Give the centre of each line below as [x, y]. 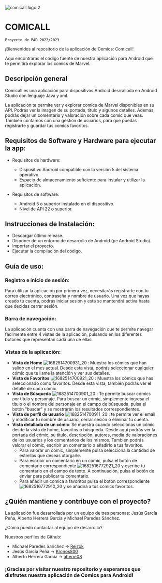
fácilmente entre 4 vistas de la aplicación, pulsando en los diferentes [74, 334]
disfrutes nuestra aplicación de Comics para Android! [69, 575]
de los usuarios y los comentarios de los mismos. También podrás [78, 440]
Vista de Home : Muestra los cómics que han [79, 362]
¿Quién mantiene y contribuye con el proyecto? [78, 502]
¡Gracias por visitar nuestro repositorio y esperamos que [73, 569]
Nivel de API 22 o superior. [46, 209]
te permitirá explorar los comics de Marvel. [48, 63]
